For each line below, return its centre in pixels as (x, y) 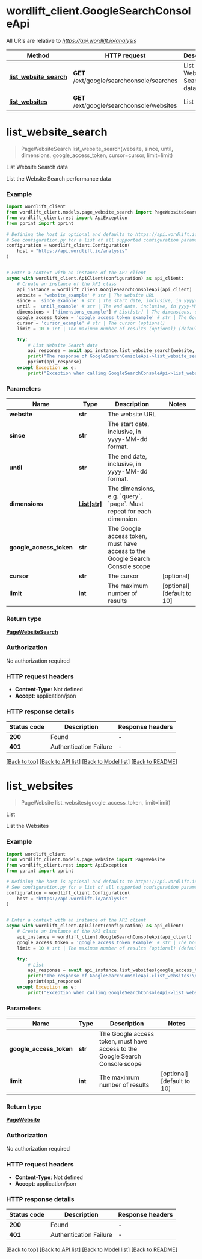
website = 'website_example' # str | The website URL (86, 295)
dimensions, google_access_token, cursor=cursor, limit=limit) (97, 155)
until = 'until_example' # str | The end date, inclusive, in (96, 306)
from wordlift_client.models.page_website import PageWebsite (86, 860)
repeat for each (130, 512)
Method (38, 55)
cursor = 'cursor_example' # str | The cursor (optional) (91, 323)
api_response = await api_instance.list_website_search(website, (112, 351)
